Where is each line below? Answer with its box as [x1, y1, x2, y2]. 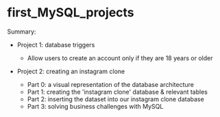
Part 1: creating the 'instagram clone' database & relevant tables [27, 88, 208, 96]
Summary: [7, 27, 36, 36]
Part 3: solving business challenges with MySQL [27, 102, 164, 110]
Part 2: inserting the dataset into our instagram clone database [27, 94, 204, 103]
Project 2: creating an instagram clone [16, 67, 125, 75]
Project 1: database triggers [16, 40, 95, 49]
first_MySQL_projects [7, 5, 135, 21]
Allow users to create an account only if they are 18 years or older [27, 53, 213, 62]
